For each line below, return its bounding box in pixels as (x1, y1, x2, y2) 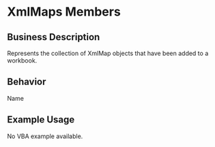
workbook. (7, 56, 38, 65)
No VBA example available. (7, 132, 83, 140)
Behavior (7, 76, 46, 88)
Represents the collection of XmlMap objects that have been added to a (7, 49, 209, 57)
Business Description (7, 31, 100, 43)
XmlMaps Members (7, 4, 121, 20)
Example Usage (7, 114, 75, 126)
